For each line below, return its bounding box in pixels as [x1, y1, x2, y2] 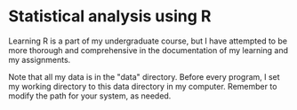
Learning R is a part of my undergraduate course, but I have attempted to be [8, 35, 288, 46]
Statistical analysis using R [8, 6, 212, 27]
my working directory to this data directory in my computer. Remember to [8, 81, 277, 91]
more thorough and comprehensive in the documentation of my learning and [8, 44, 288, 55]
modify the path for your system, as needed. [8, 90, 172, 101]
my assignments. [8, 54, 71, 65]
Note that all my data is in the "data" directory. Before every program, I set [8, 71, 281, 82]
